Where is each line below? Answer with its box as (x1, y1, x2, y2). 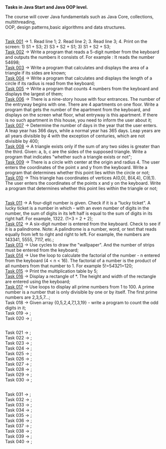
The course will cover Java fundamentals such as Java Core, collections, (5, 14, 154, 19)
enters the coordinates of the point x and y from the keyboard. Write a (5, 164, 148, 170)
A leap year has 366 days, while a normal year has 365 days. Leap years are (5, 128, 161, 134)
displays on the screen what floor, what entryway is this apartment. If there (5, 112, 158, 118)
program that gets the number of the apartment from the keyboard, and (5, 107, 151, 113)
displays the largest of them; (5, 91, 63, 97)
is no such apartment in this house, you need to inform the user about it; (5, 117, 152, 123)
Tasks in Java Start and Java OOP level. (5, 4, 88, 10)
